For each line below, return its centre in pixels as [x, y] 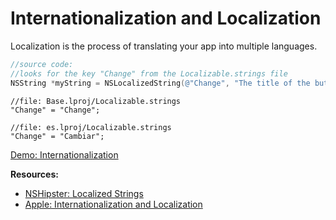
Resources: [34, 174]
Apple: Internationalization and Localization [113, 204]
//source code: [42, 64]
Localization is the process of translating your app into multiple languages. [164, 46]
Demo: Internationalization [64, 154]
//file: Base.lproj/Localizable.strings [96, 101]
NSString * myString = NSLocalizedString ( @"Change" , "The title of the [160, 83]
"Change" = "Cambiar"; [57, 136]
